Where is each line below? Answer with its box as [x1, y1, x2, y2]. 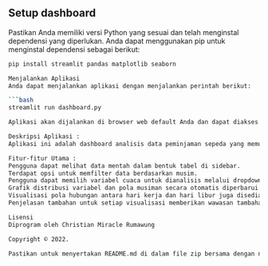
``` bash [8, 96, 34, 105]
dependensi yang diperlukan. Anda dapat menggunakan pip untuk [8, 36, 226, 46]
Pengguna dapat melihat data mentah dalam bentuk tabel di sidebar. [8, 161, 241, 170]
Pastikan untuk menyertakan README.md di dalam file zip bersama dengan [8, 249, 255, 258]
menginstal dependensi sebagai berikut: [8, 44, 140, 54]
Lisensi [8, 213, 34, 221]
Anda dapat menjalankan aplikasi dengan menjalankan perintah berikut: [8, 81, 251, 90]
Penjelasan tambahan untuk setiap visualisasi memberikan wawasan [8, 199, 234, 207]
